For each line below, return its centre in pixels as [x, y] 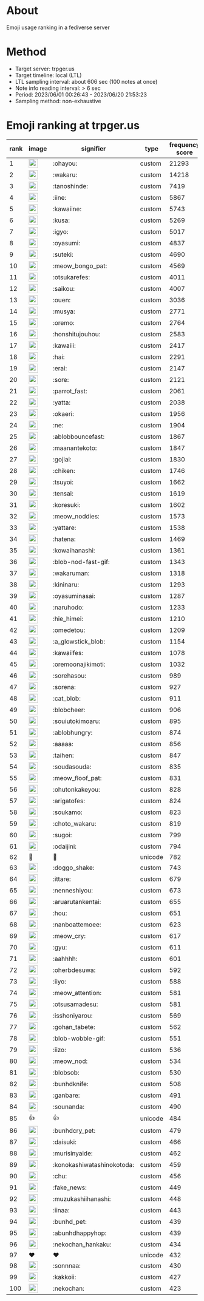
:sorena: [64, 687]
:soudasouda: [72, 767]
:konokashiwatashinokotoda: [93, 1164]
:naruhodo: [68, 607]
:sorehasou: [70, 676]
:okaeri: [63, 413]
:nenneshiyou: [73, 890]
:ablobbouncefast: [79, 436]
